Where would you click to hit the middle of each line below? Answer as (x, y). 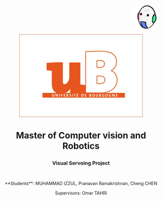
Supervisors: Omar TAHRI (81, 193)
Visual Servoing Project (81, 163)
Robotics (81, 146)
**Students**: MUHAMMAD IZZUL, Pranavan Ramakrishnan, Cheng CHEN (81, 184)
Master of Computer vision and (81, 135)
